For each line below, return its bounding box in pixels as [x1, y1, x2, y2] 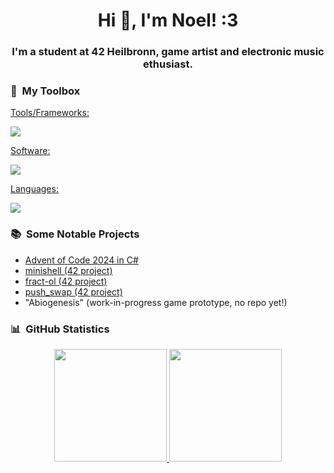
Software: [10, 145, 51, 157]
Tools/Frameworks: [10, 107, 90, 119]
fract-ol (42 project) [24, 275, 108, 287]
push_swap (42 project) [24, 285, 123, 298]
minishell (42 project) [24, 264, 113, 276]
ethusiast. [143, 57, 193, 71]
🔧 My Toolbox [10, 84, 81, 98]
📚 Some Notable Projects [10, 227, 140, 241]
